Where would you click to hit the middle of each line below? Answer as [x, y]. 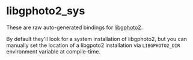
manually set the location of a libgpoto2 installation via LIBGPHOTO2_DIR [93, 45]
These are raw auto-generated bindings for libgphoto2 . [75, 27]
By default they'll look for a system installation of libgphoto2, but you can [97, 39]
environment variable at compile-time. [54, 51]
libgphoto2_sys [46, 11]
